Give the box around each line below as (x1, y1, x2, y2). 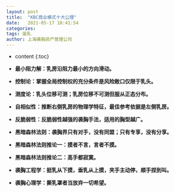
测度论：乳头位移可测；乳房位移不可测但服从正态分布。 (14, 91, 151, 97)
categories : (6, 25, 36, 32)
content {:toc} (14, 53, 50, 60)
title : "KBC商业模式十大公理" (6, 14, 77, 20)
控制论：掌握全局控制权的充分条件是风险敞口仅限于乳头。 (14, 78, 156, 85)
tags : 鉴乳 (6, 31, 32, 37)
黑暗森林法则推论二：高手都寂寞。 (14, 154, 99, 161)
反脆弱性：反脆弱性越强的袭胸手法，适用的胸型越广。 (14, 116, 146, 123)
